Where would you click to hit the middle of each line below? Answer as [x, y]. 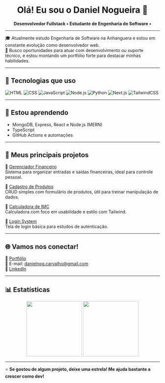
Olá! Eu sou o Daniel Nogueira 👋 [82, 10]
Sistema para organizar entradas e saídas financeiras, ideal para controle [79, 172]
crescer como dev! [25, 376]
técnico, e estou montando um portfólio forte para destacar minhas [73, 55]
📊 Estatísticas [27, 289]
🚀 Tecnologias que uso [41, 81]
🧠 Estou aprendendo [37, 113]
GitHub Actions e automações [42, 135]
